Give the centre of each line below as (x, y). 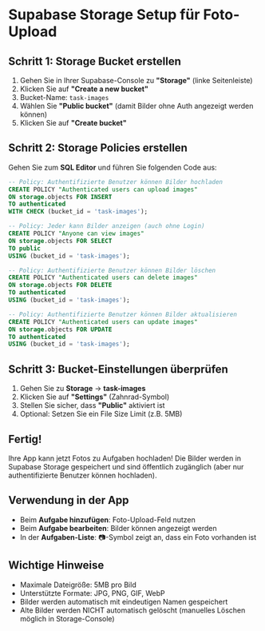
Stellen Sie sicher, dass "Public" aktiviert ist (92, 405)
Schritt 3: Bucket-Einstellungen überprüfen (119, 369)
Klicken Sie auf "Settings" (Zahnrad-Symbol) (95, 397)
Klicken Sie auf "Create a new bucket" (84, 89)
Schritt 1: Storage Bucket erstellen (95, 61)
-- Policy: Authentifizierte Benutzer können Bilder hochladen (116, 182)
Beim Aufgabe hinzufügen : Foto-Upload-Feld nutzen (107, 519)
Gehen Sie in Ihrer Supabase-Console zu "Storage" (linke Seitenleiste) (136, 80)
